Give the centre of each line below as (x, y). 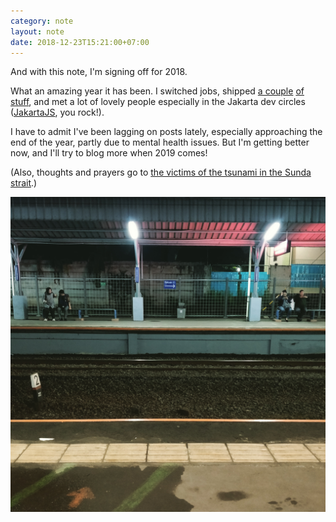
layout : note (37, 31)
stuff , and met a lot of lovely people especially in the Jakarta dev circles (158, 102)
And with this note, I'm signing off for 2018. (99, 72)
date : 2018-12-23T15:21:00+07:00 (80, 42)
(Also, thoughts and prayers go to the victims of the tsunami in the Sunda (161, 172)
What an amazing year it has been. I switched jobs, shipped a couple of (157, 91)
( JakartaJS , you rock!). (57, 112)
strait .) (24, 183)
